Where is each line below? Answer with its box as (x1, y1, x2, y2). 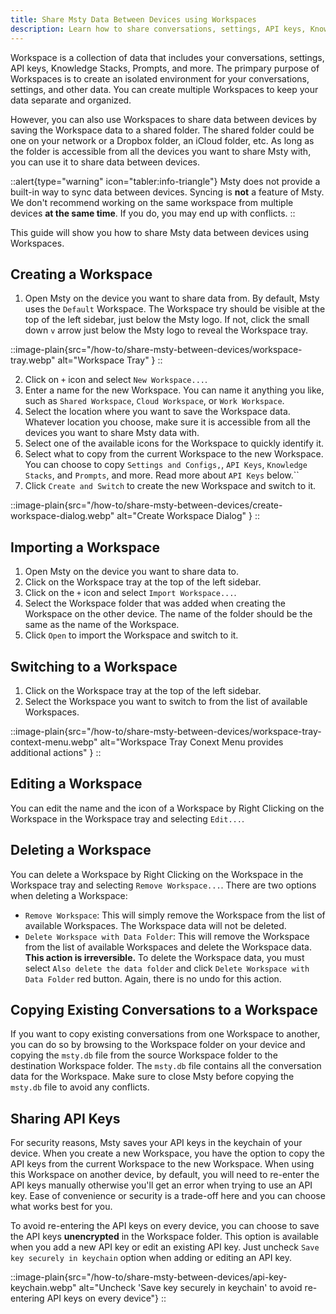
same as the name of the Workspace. (24, 619, 180, 631)
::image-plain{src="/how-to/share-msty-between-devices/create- (10, 499, 283, 511)
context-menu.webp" (10, 736, 98, 748)
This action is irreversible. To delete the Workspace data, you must (24, 951, 305, 963)
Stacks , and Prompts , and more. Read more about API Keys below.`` (24, 469, 300, 481)
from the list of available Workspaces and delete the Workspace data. (24, 941, 313, 953)
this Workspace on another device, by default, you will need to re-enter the (10, 1169, 320, 1181)
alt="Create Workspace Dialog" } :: (116, 510, 260, 522)
